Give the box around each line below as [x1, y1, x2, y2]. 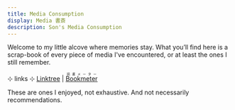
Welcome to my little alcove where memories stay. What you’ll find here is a [7, 43, 229, 52]
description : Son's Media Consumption [7, 23, 122, 31]
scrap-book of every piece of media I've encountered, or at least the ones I [7, 50, 227, 59]
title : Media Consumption [7, 10, 84, 18]
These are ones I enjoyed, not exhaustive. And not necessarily [7, 88, 190, 97]
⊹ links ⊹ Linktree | [7, 75, 65, 83]
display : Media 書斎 [7, 17, 66, 24]
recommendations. [7, 96, 62, 104]
